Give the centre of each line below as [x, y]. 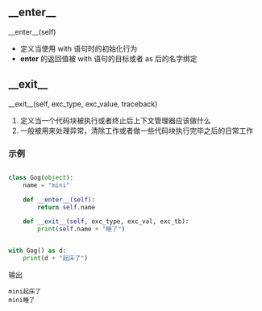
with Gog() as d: [37, 251]
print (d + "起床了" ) [56, 259]
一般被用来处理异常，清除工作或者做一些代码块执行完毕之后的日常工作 [137, 131]
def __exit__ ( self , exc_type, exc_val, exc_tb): [106, 222]
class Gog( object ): [41, 177]
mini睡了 [22, 300]
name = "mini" [46, 185]
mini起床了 [25, 291]
